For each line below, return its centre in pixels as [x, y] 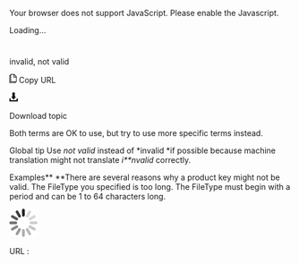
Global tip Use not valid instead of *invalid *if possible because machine [142, 150]
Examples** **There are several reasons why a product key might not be [145, 177]
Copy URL [37, 81]
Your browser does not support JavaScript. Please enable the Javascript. [144, 13]
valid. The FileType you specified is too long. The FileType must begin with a [150, 187]
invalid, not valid [39, 62]
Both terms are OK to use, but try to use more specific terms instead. [137, 133]
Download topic [38, 116]
